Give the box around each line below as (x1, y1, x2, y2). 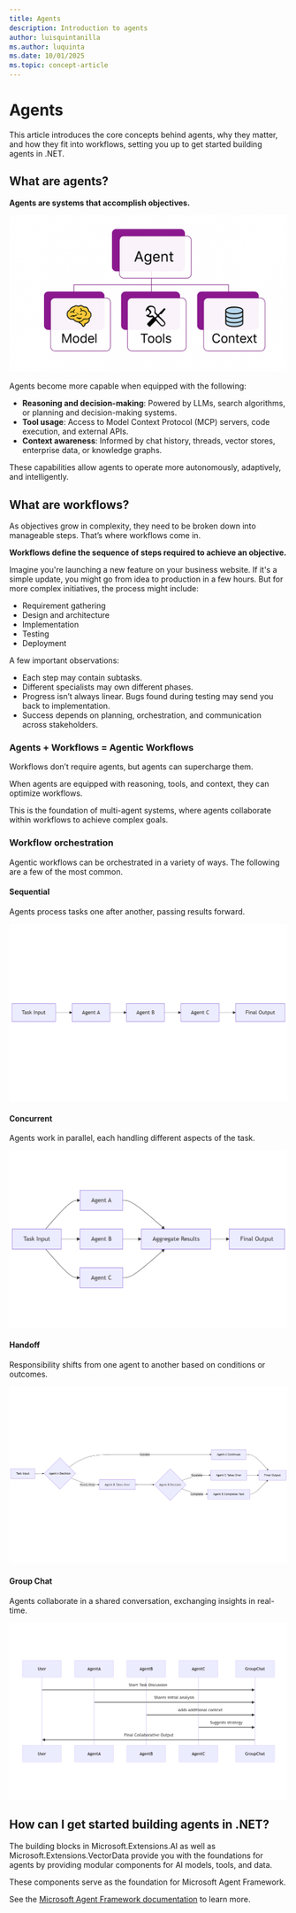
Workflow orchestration (9, 837, 114, 849)
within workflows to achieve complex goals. (9, 814, 169, 825)
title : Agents (9, 14, 62, 23)
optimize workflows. (9, 788, 83, 798)
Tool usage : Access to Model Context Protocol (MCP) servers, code (21, 417, 270, 428)
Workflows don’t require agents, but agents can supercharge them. (9, 761, 254, 772)
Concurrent (9, 1113, 53, 1123)
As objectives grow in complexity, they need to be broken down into (9, 521, 256, 531)
